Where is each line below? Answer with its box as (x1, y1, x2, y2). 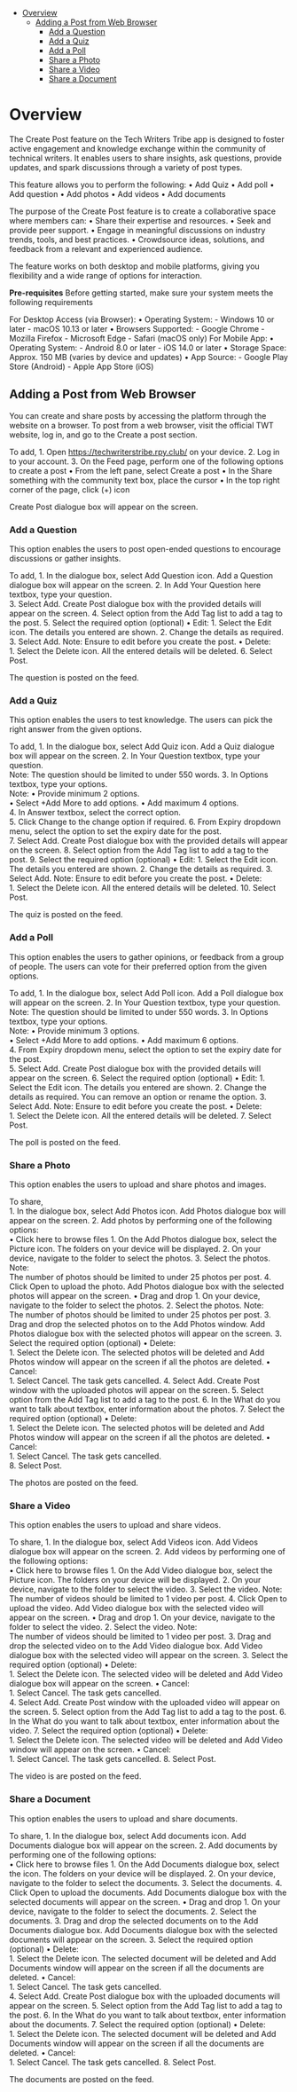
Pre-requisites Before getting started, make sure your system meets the (9, 287, 274, 298)
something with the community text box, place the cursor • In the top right (9, 475, 281, 485)
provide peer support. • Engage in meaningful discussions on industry (9, 224, 266, 235)
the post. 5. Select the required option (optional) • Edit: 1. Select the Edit (9, 617, 272, 628)
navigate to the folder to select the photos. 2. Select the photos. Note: (9, 1300, 264, 1310)
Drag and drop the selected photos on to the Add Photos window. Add (9, 1318, 266, 1329)
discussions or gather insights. (9, 554, 121, 564)
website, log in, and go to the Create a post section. (9, 429, 198, 440)
